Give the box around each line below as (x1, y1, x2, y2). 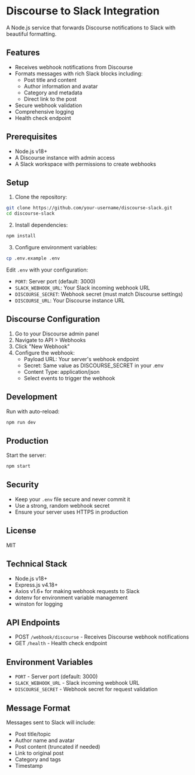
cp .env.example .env (6, 255, 60, 261)
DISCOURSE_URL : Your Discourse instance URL (14, 297, 125, 304)
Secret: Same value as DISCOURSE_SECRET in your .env (23, 362, 164, 369)
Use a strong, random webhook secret (14, 502, 110, 509)
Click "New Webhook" (14, 343, 70, 350)
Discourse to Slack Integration (6, 4, 160, 18)
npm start (6, 463, 31, 469)
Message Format (6, 703, 71, 713)
